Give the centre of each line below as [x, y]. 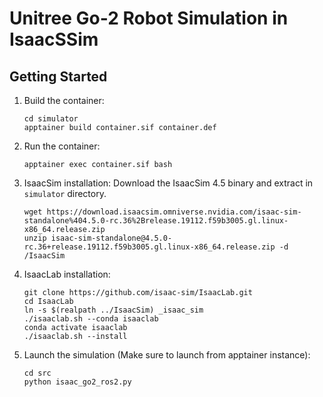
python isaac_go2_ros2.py [77, 382]
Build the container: [64, 100]
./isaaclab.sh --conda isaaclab [91, 319]
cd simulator [51, 119]
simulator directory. [65, 193]
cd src [37, 373]
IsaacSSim [54, 39]
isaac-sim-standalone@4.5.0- [111, 238]
